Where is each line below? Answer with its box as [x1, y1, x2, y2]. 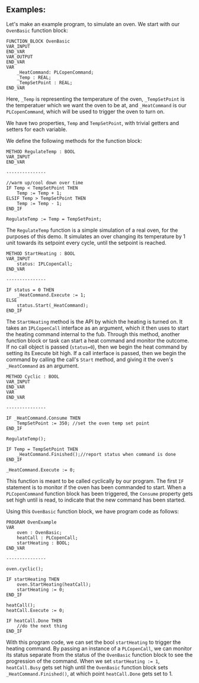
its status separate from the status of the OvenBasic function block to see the [6, 651, 193, 658]
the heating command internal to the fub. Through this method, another [6, 330, 181, 337]
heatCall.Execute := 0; [6, 607, 65, 613]
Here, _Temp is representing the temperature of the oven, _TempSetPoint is [6, 95, 185, 103]
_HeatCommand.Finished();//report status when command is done [17, 451, 176, 457]
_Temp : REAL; [17, 74, 52, 81]
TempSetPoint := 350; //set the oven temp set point [17, 420, 150, 426]
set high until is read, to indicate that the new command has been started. [6, 496, 186, 503]
